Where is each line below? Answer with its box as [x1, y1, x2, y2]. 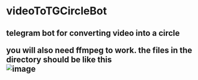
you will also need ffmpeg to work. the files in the [6, 45, 193, 55]
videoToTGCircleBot [6, 4, 107, 18]
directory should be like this [6, 54, 112, 64]
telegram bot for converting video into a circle [6, 28, 180, 38]
